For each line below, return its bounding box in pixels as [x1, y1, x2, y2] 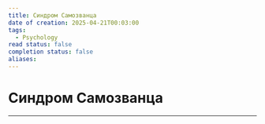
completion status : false [8, 48, 93, 56]
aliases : [8, 56, 37, 64]
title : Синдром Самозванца [8, 11, 97, 20]
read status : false [8, 41, 73, 49]
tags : [8, 26, 26, 34]
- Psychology [15, 33, 58, 42]
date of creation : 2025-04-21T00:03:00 [8, 19, 140, 27]
